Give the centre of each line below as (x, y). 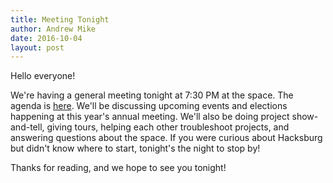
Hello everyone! (43, 76)
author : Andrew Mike (53, 29)
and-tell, (27, 127)
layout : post (37, 47)
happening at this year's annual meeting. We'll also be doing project (150, 117)
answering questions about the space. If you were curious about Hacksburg (166, 138)
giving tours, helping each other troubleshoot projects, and (168, 127)
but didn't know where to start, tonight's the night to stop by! (135, 148)
